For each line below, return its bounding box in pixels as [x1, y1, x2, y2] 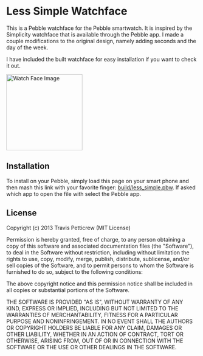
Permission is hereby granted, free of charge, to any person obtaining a [6, 236, 185, 243]
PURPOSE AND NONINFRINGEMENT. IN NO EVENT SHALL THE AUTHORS [6, 318, 193, 325]
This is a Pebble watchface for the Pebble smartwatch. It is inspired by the [6, 24, 193, 32]
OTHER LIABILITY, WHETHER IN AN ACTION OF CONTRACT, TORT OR [6, 330, 184, 338]
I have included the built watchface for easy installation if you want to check [6, 55, 197, 63]
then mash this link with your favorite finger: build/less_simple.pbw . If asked [6, 184, 196, 191]
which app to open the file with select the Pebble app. [6, 190, 142, 197]
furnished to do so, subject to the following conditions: [6, 268, 143, 275]
